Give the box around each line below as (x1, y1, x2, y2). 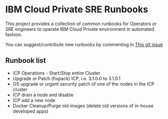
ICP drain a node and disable (12, 91, 74, 98)
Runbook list (5, 56, 46, 65)
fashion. (5, 31, 22, 37)
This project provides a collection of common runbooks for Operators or (5, 21, 157, 27)
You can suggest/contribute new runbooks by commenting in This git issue (5, 41, 163, 47)
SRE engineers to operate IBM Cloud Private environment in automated (5, 26, 155, 32)
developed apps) (12, 108, 49, 114)
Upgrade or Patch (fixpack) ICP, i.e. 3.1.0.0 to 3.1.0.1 (12, 75, 121, 82)
